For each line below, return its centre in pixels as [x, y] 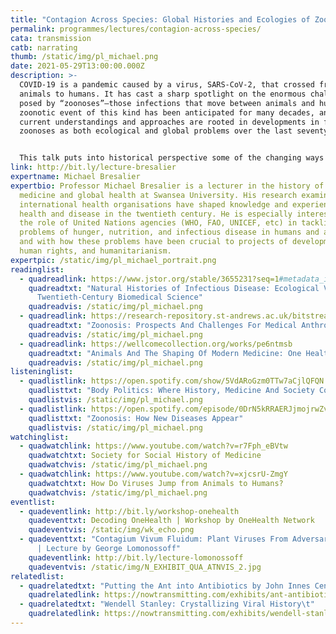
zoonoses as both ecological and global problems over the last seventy [174, 131]
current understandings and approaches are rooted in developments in [169, 122]
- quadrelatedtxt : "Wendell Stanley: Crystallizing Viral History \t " [167, 604]
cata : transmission [51, 38]
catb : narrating [44, 47]
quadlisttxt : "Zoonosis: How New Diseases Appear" [136, 418]
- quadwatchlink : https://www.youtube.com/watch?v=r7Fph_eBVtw [153, 446]
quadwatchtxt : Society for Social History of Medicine [145, 456]
